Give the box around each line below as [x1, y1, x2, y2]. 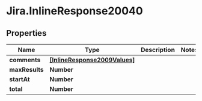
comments [9, 56, 41, 64]
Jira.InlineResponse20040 [6, 4, 143, 18]
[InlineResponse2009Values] [49, 56, 135, 64]
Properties [6, 28, 47, 38]
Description [140, 46, 176, 54]
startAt [9, 75, 30, 83]
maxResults [9, 66, 44, 74]
